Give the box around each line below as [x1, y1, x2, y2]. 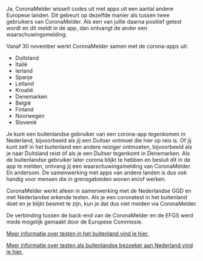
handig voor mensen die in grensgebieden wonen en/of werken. [6, 176, 167, 182]
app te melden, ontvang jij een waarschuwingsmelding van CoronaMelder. [6, 163, 192, 170]
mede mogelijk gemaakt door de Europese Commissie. [6, 218, 143, 225]
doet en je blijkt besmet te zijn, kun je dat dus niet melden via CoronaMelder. [6, 200, 198, 207]
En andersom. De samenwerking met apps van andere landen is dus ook [6, 169, 187, 176]
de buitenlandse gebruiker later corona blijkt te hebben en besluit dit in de [6, 156, 191, 163]
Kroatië [15, 87, 33, 93]
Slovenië [15, 119, 37, 126]
